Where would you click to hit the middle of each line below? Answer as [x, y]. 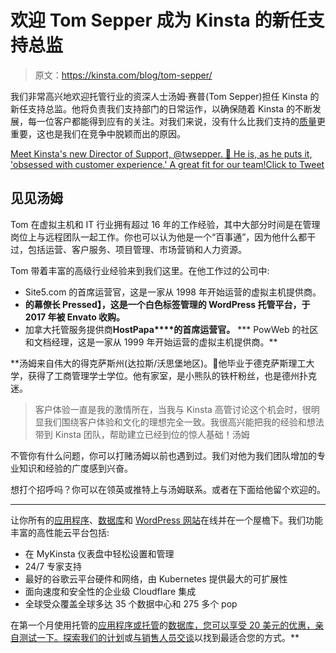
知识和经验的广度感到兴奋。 [75, 468]
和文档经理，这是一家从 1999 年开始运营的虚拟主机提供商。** [151, 342]
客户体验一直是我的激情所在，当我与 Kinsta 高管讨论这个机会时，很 [173, 409]
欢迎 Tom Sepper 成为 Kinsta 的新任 [159, 20]
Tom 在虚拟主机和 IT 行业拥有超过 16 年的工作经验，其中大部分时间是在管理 [165, 224]
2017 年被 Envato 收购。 [75, 317]
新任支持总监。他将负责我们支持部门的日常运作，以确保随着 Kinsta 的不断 [161, 108]
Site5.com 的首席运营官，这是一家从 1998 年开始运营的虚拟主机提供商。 [173, 292]
